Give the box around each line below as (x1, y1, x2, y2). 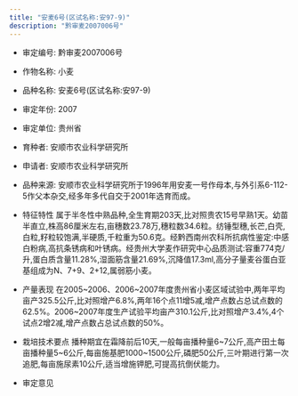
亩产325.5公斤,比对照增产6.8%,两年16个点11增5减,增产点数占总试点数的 (21, 295, 283, 305)
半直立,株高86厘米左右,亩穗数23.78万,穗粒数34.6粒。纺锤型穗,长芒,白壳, (21, 220, 286, 231)
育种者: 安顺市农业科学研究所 (21, 141, 129, 152)
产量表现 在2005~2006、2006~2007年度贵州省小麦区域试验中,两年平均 (21, 284, 286, 295)
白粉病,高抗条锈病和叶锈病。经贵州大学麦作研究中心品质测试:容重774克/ (21, 242, 286, 254)
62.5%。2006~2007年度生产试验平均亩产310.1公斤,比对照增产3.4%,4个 (21, 306, 285, 317)
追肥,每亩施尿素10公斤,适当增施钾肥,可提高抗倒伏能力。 (21, 358, 225, 369)
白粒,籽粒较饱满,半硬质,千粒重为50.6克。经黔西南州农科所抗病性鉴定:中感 (21, 231, 290, 242)
